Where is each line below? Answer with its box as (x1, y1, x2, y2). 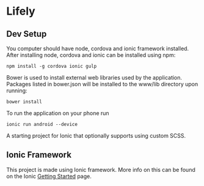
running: (6, 87, 27, 94)
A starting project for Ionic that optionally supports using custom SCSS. (6, 132, 186, 139)
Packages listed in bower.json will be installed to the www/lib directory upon (6, 81, 199, 87)
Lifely (6, 4, 35, 18)
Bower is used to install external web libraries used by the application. (6, 74, 182, 81)
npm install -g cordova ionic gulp (6, 63, 97, 69)
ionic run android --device (6, 121, 78, 127)
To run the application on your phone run (6, 110, 109, 117)
